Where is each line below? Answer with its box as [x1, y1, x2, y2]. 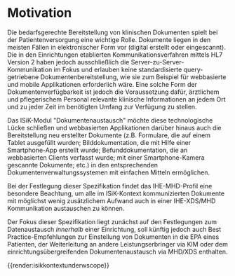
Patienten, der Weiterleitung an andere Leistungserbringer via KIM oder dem [7, 240, 228, 248]
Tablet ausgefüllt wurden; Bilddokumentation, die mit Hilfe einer [7, 138, 192, 146]
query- [183, 65, 203, 74]
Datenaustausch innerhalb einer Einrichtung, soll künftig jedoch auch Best [7, 225, 222, 233]
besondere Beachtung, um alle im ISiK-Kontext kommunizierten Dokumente [7, 189, 225, 198]
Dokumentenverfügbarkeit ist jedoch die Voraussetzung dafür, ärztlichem [7, 88, 220, 96]
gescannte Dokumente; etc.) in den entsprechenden [7, 160, 159, 169]
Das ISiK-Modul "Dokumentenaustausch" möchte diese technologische [7, 116, 213, 124]
